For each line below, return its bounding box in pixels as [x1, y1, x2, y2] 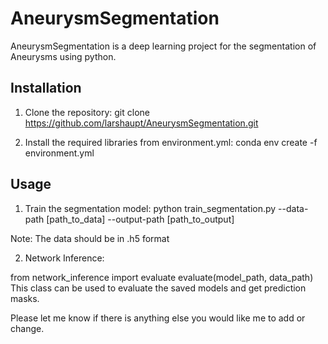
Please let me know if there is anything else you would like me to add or [10, 312, 306, 324]
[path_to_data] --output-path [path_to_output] [46, 213, 235, 225]
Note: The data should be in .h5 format [10, 232, 170, 244]
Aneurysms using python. [10, 50, 117, 62]
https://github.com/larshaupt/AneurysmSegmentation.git [24, 117, 259, 129]
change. [10, 322, 45, 334]
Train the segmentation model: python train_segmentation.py [24, 202, 277, 214]
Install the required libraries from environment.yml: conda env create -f [24, 136, 318, 148]
